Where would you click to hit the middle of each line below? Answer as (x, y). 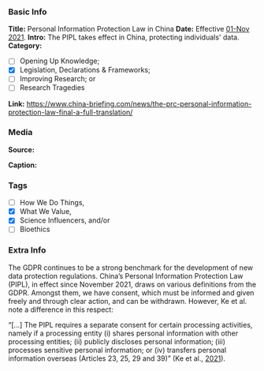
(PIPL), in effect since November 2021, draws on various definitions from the (132, 284)
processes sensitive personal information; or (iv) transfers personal (117, 350)
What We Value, (46, 212)
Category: (25, 46)
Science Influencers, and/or (65, 220)
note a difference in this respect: (61, 309)
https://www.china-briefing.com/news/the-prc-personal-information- (139, 103)
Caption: (23, 165)
